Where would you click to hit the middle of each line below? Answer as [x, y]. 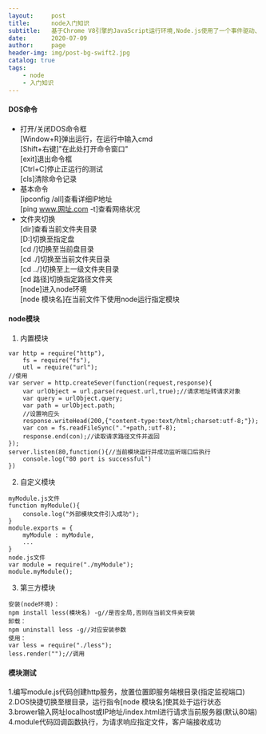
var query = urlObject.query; [73, 398]
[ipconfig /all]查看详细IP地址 [66, 199]
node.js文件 [27, 558]
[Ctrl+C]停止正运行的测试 [62, 168]
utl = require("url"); [60, 367]
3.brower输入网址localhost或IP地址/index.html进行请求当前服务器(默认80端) [133, 712]
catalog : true [32, 61]
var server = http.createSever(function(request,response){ [111, 383]
